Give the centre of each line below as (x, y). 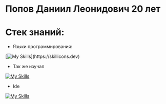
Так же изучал (28, 67)
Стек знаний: (35, 33)
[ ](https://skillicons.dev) (43, 56)
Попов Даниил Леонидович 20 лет (83, 9)
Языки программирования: (43, 47)
